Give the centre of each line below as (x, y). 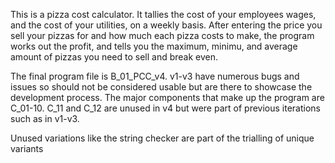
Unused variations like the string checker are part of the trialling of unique (162, 138)
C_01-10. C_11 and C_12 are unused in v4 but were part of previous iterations (165, 108)
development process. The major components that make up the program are (167, 97)
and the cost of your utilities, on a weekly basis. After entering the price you (166, 25)
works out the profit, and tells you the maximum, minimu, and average (154, 46)
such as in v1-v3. (45, 118)
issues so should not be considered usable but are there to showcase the (161, 87)
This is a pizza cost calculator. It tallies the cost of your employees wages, (163, 14)
